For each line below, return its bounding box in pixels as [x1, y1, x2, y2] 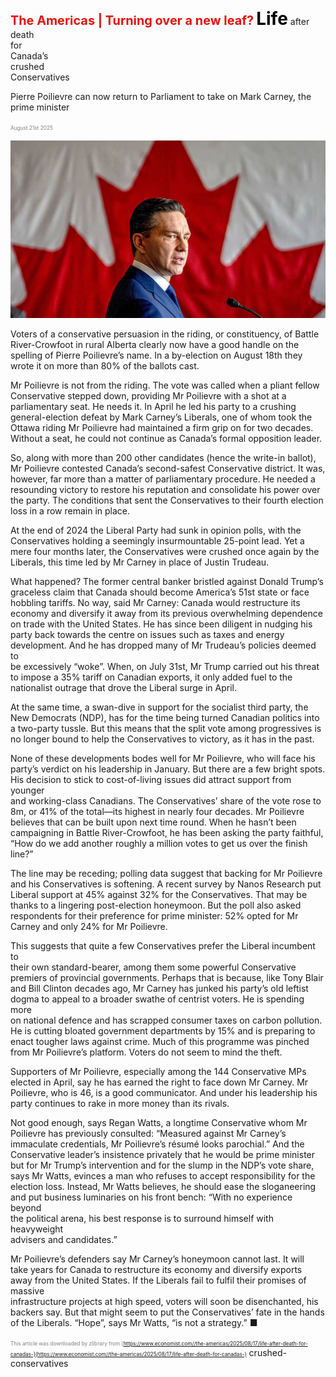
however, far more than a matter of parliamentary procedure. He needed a [10, 473, 316, 485]
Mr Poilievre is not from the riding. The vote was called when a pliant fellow [10, 379, 320, 391]
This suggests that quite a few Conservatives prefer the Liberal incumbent [10, 939, 316, 952]
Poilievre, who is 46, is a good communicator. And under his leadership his [10, 1086, 318, 1098]
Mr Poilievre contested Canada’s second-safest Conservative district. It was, [10, 462, 326, 474]
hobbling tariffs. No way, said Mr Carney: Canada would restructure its [10, 596, 301, 608]
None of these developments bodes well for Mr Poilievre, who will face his [10, 752, 316, 764]
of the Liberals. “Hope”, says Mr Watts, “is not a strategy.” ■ [10, 1316, 258, 1328]
